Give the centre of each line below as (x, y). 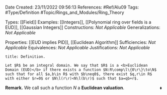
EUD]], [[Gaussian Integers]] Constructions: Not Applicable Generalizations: (83, 27)
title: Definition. (25, 57)
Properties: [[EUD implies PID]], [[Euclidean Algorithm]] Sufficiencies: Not (81, 42)
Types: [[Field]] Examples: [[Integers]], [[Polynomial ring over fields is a (78, 22)
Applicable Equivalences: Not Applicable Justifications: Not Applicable (78, 47)
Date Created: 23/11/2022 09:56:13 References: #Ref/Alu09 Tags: (72, 7)
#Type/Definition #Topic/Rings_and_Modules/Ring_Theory (65, 12)
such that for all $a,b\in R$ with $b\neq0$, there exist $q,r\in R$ (79, 74)
